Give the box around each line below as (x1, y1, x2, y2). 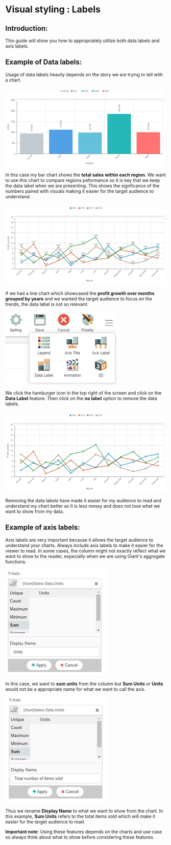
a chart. (5, 77, 22, 83)
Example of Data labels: (5, 58, 82, 67)
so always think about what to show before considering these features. (5, 834, 155, 840)
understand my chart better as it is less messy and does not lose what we (5, 503, 160, 509)
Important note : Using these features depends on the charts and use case (5, 829, 162, 835)
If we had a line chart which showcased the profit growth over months (5, 291, 155, 297)
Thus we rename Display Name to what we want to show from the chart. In (5, 808, 163, 814)
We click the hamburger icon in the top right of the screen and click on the (5, 390, 162, 396)
